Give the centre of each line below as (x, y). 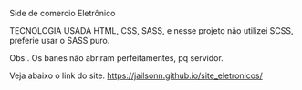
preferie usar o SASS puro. (60, 40)
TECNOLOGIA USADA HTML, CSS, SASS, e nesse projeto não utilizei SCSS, (151, 30)
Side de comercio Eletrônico (62, 13)
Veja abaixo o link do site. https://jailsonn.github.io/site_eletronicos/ (136, 75)
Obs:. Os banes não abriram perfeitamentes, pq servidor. (116, 58)
